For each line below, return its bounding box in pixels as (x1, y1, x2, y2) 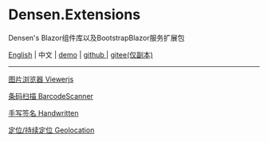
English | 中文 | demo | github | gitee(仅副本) (8, 49, 153, 59)
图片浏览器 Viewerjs (8, 74, 74, 84)
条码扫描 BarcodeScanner (8, 91, 94, 101)
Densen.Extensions (8, 6, 141, 24)
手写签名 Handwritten (8, 108, 79, 117)
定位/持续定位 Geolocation (8, 125, 95, 135)
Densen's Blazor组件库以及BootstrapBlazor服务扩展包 (8, 33, 185, 42)
